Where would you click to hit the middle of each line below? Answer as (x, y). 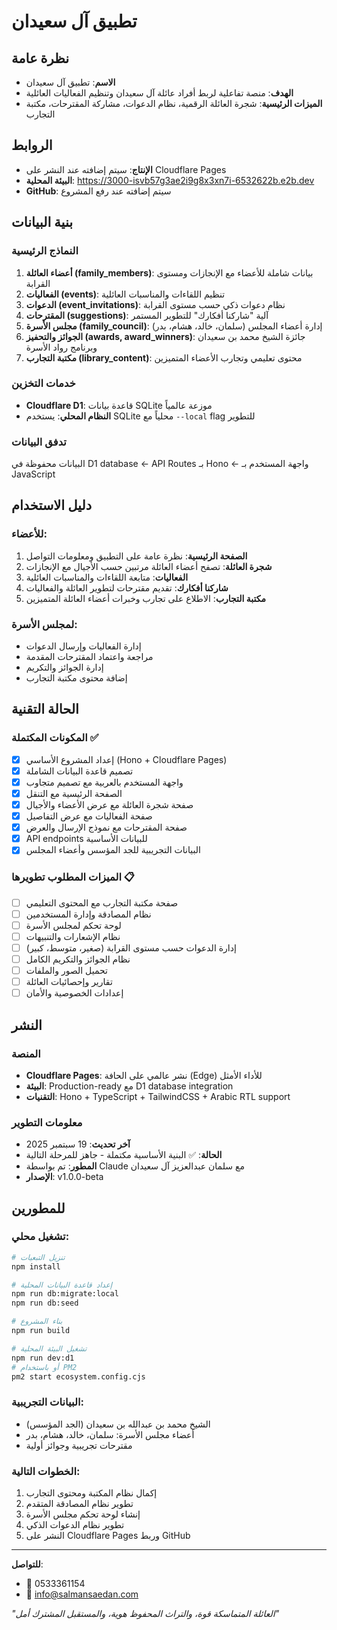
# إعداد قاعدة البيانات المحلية (62, 1285)
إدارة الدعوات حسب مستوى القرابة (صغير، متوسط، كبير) (131, 947)
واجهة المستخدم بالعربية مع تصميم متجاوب (104, 782)
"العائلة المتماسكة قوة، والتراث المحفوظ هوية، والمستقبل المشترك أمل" (145, 1614)
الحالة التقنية (45, 709)
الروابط (32, 145)
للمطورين (38, 1208)
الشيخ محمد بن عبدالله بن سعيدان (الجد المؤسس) (118, 1424)
